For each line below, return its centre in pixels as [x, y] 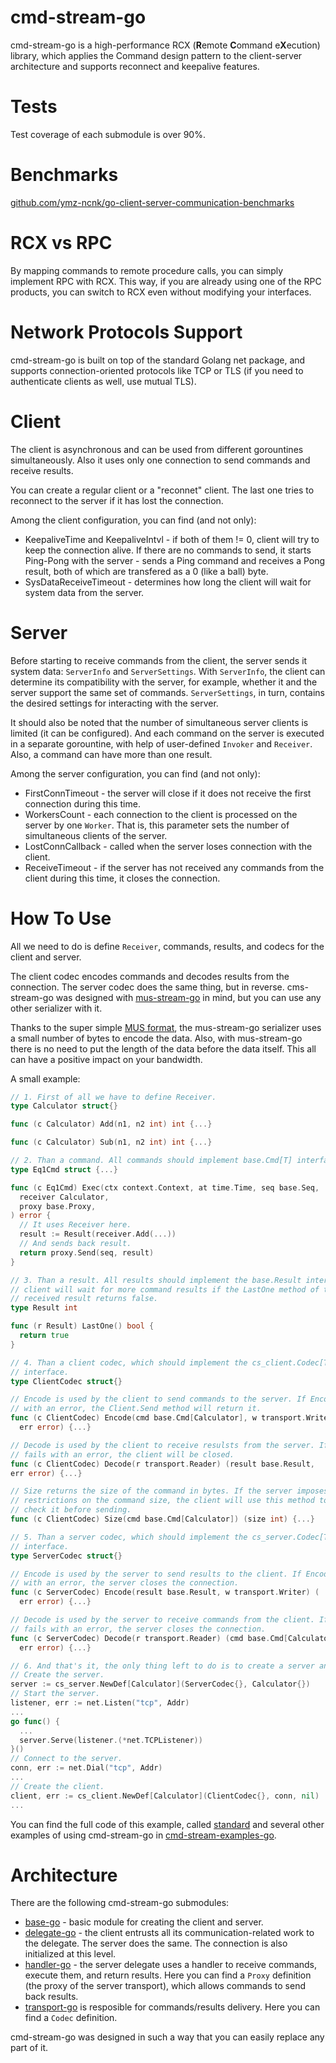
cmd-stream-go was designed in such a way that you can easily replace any [167, 2037]
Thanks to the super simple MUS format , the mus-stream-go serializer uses [166, 1027]
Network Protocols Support [126, 332]
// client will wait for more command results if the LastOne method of [165, 1289]
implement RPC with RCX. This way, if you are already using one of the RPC [166, 281]
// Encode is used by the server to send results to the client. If [156, 1574]
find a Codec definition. [71, 2018]
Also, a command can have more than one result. [111, 754]
